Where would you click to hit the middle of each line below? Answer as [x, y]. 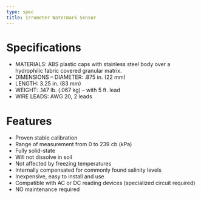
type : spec [20, 12]
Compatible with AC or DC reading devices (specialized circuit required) [105, 183]
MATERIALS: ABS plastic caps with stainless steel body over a [93, 64]
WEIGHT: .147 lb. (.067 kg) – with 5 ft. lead [67, 90]
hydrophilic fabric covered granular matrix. [69, 71]
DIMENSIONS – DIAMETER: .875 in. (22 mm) [70, 77]
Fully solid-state [35, 151]
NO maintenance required [47, 189]
